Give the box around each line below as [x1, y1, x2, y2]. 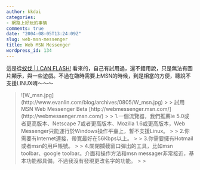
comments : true [6, 25, 44, 32]
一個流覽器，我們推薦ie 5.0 [118, 112, 184, 119]
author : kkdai [6, 8, 42, 15]
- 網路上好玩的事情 [6, 20, 48, 26]
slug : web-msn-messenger [6, 36, 68, 42]
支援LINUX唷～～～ [6, 79, 54, 86]
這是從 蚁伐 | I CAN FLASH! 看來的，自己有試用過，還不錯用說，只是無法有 [6, 64, 188, 72]
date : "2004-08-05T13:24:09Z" [6, 31, 82, 37]
